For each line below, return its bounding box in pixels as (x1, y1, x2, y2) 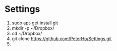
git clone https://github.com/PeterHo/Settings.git (11, 36, 112, 42)
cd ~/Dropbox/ (11, 30, 43, 36)
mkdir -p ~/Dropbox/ (11, 25, 55, 31)
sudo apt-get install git (11, 20, 58, 26)
